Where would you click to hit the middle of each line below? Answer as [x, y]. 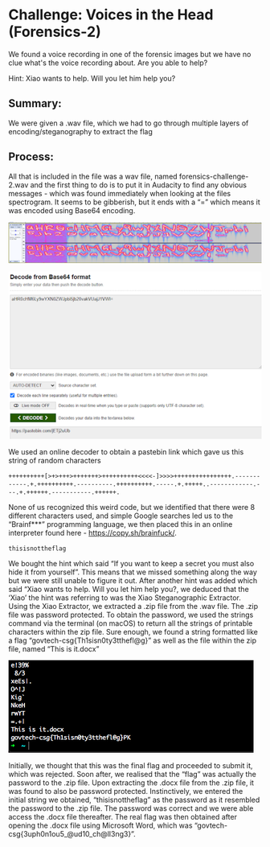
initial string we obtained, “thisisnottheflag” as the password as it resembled [134, 800]
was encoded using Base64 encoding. [72, 210]
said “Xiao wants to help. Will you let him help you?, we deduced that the [129, 589]
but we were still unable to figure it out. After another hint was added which [133, 580]
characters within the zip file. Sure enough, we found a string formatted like [133, 631]
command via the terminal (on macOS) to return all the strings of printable [131, 623]
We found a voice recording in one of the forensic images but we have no [130, 54]
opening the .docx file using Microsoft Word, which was [100, 825]
